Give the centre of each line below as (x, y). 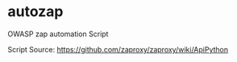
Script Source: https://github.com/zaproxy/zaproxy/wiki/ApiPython (118, 49)
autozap (35, 12)
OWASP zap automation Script (58, 34)
